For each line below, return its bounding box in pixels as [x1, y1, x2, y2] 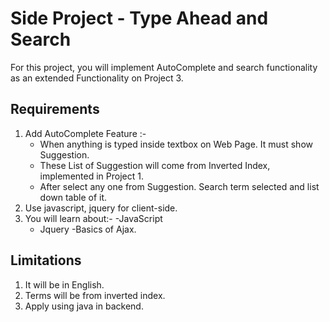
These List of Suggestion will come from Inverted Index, [39, 159, 271, 171]
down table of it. [39, 191, 108, 203]
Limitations [10, 252, 82, 269]
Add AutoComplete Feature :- [24, 127, 147, 139]
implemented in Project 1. [39, 170, 144, 182]
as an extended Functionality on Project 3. [10, 72, 184, 84]
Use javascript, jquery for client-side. [24, 202, 178, 214]
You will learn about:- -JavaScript [24, 212, 163, 224]
